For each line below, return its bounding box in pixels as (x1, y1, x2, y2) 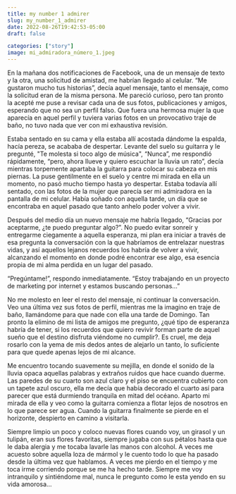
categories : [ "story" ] (7, 43, 74, 50)
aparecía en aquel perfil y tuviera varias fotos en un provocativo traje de (7, 113, 217, 122)
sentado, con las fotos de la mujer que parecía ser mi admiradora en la (7, 187, 213, 195)
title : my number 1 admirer (7, 10, 90, 18)
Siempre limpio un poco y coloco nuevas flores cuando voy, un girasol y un (7, 428, 225, 436)
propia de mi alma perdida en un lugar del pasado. (7, 261, 154, 268)
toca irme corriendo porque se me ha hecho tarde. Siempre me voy (7, 465, 203, 473)
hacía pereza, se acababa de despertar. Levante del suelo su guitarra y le (7, 142, 221, 150)
